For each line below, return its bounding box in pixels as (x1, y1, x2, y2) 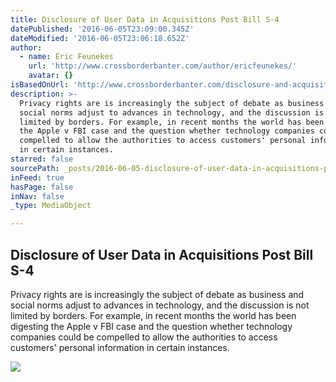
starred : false (10, 154, 74, 164)
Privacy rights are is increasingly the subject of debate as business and (10, 288, 305, 300)
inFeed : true (10, 172, 65, 183)
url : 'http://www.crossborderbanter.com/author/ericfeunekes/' (28, 61, 298, 71)
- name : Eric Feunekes (19, 52, 114, 62)
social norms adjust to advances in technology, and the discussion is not (10, 299, 310, 311)
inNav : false (10, 191, 65, 201)
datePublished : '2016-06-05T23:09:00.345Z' (10, 24, 195, 34)
